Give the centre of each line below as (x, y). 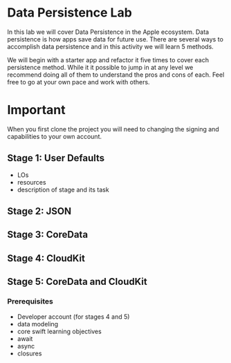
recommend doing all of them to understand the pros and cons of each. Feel (116, 75)
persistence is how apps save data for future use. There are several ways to (115, 39)
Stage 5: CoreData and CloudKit (77, 282)
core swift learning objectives (59, 331)
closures (29, 353)
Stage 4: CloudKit (46, 258)
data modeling (38, 324)
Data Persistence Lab (70, 13)
